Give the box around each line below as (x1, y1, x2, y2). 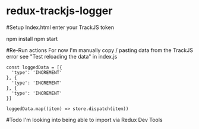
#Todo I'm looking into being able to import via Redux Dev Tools (6, 116, 163, 123)
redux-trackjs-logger (6, 4, 113, 18)
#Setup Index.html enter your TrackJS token (6, 24, 115, 31)
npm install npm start (6, 35, 58, 42)
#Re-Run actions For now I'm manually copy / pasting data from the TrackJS (6, 46, 193, 54)
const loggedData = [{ (6, 64, 62, 70)
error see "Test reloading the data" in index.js (6, 53, 118, 60)
